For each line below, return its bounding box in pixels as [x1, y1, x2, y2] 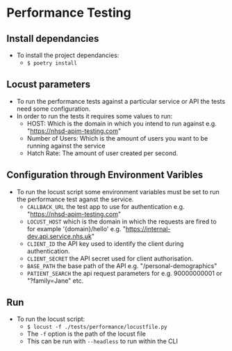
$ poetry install [26, 60, 78, 67]
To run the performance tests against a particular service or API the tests [16, 97, 226, 105]
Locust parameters [6, 79, 91, 91]
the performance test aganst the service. [16, 195, 134, 203]
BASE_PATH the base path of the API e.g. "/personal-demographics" [26, 261, 217, 270]
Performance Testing [6, 5, 131, 21]
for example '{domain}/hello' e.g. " [26, 224, 126, 233]
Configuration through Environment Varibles [6, 169, 204, 181]
